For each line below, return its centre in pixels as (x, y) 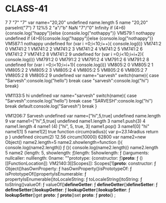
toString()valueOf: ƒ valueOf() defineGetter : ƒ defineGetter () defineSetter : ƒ (81, 184)
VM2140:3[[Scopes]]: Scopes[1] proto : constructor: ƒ (103, 163)
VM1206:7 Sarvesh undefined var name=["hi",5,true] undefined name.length (83, 115)
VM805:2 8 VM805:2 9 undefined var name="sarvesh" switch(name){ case (82, 75)
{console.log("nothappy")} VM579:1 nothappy (108, 33)
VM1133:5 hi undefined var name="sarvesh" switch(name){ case (71, 96)
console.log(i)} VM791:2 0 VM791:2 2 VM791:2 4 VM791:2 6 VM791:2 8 (77, 59)
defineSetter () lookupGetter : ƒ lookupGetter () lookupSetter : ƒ (68, 190)
